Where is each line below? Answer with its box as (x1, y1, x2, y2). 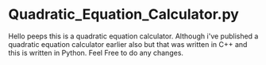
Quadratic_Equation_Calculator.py (8, 5, 240, 23)
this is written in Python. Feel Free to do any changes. (8, 48, 184, 57)
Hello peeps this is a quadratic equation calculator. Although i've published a (8, 31, 259, 41)
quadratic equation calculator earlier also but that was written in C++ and (8, 39, 248, 49)
